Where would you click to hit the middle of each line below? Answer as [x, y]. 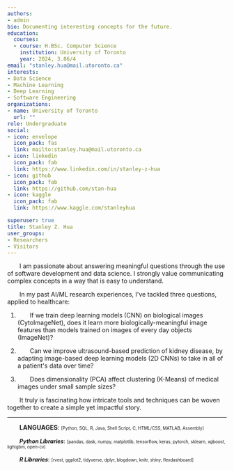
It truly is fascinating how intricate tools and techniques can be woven [120, 400]
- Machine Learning [36, 85]
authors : [20, 14]
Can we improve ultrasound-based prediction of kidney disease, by [126, 351]
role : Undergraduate [37, 124]
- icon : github [29, 175]
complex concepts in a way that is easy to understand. [85, 281]
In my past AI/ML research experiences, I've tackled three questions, [118, 295]
